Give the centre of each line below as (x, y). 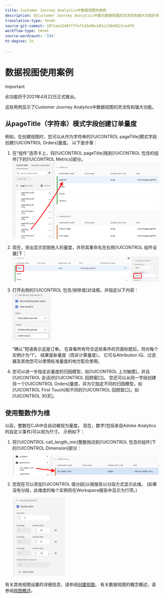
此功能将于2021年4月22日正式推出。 (42, 96)
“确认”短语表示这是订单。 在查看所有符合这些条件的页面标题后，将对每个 (85, 349)
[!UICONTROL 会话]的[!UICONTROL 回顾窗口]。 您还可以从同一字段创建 (84, 378)
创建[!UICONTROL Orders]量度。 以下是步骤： (51, 143)
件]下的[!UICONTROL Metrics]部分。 (49, 159)
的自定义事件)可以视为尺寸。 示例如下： (45, 432)
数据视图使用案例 (40, 72)
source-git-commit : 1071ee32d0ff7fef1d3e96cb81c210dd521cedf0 (70, 26)
